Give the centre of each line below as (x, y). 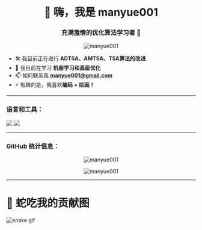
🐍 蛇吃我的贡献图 (48, 203)
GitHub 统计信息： (33, 146)
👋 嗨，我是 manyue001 (101, 12)
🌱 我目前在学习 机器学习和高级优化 (58, 68)
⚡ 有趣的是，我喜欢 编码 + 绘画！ (55, 85)
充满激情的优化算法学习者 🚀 (101, 33)
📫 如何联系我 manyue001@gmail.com (64, 75)
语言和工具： (25, 110)
